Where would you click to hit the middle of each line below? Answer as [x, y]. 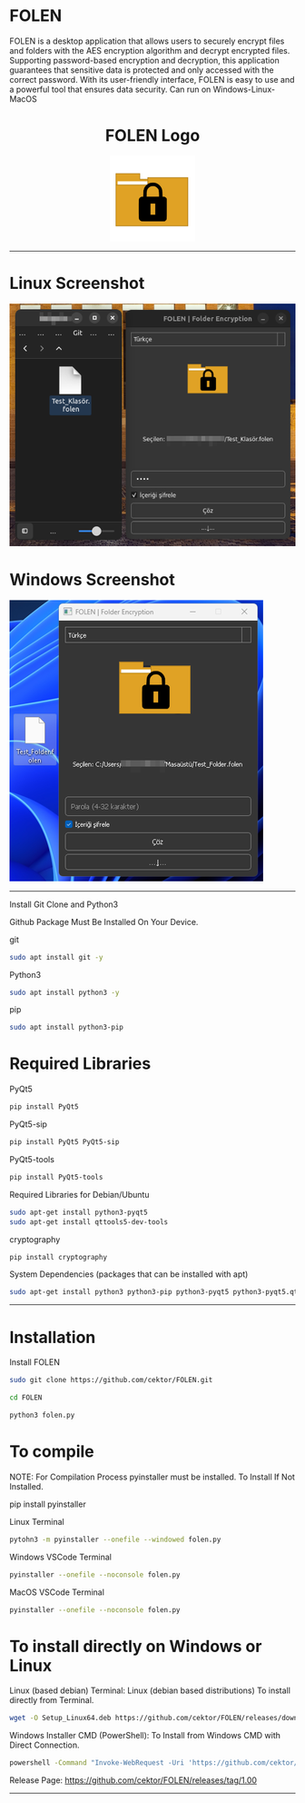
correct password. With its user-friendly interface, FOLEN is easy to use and [152, 79]
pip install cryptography [58, 1257]
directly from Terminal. [52, 1700]
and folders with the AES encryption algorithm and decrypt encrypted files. [150, 50]
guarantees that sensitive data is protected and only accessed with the [142, 70]
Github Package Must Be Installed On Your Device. [104, 921]
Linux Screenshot [77, 284]
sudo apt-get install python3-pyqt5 [79, 1212]
